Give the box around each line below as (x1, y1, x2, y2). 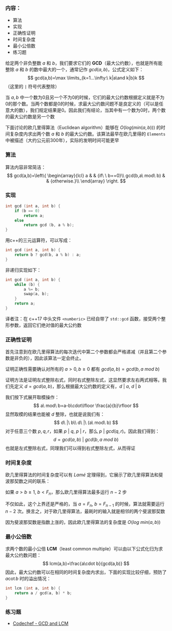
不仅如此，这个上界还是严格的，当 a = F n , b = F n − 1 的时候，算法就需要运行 (5, 501, 165, 508)
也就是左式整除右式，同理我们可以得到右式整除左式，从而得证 (5, 445, 136, 452)
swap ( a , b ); (24, 291, 50, 297)
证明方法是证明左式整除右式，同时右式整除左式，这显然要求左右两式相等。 (5, 377, 162, 383)
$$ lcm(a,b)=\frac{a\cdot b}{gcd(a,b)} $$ (42, 560, 130, 567)
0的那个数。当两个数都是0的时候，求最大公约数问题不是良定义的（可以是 (5, 101, 159, 107)
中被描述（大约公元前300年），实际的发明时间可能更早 (5, 137, 119, 144)
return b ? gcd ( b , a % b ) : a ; (14, 252, 81, 257)
